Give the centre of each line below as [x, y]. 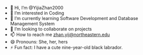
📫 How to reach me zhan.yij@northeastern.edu [60, 34]
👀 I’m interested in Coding [37, 13]
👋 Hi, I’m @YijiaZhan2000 [37, 8]
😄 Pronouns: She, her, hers [39, 42]
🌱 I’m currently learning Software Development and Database [74, 18]
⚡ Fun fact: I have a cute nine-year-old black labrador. [66, 47]
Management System [32, 23]
